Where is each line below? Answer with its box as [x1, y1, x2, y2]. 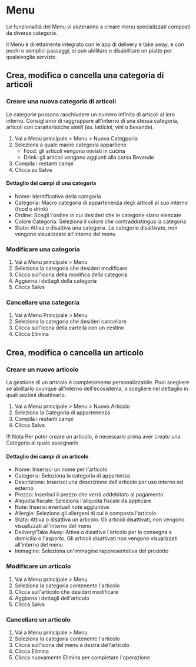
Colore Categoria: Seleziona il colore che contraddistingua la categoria [14, 218, 187, 225]
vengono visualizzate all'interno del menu [14, 230, 116, 237]
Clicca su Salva [14, 166, 52, 173]
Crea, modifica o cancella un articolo [6, 348, 144, 358]
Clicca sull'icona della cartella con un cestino [14, 324, 125, 331]
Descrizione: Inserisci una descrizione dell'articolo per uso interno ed [14, 479, 184, 486]
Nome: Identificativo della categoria [14, 192, 101, 200]
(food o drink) [14, 205, 48, 212]
